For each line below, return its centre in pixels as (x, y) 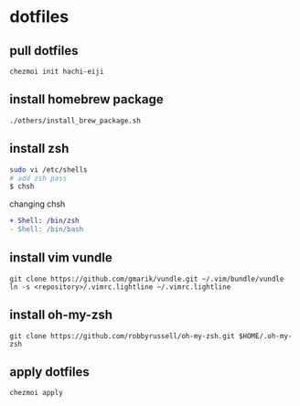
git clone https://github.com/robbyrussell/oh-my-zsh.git (122, 336)
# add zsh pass (38, 178)
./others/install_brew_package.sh (75, 121)
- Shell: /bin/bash (47, 230)
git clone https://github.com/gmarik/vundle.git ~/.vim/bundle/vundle (147, 279)
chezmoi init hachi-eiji (57, 71)
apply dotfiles (49, 372)
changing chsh (37, 204)
